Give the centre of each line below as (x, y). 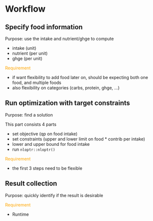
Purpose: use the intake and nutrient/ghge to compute (59, 39)
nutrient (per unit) (30, 53)
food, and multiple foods (37, 82)
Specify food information (44, 27)
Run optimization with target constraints (67, 103)
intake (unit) (24, 48)
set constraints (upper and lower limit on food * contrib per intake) (78, 139)
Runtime (20, 214)
